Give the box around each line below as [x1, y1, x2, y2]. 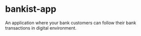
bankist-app [5, 3, 57, 15]
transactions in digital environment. [5, 25, 77, 31]
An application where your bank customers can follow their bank [5, 20, 137, 26]
